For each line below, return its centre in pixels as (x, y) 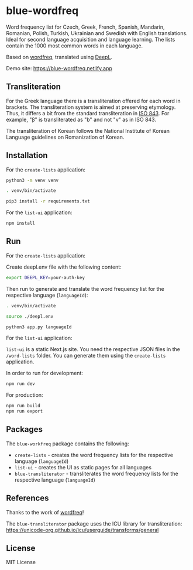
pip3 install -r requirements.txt (48, 201)
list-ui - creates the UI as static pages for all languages (83, 467)
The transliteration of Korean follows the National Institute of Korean (88, 131)
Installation (27, 155)
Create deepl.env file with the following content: (64, 267)
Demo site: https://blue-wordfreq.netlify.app (59, 68)
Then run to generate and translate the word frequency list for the (85, 289)
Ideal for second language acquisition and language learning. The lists (91, 39)
